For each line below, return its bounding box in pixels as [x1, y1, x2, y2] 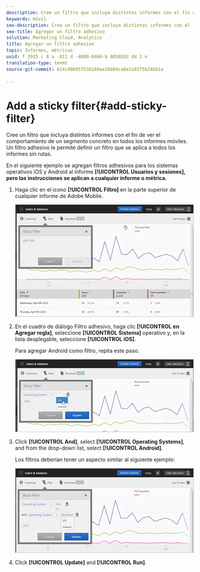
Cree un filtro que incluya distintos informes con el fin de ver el [6, 131, 161, 138]
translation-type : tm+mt [6, 60, 68, 66]
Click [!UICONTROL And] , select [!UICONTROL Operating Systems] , [14, 438, 185, 446]
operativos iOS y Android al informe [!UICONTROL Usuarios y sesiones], [6, 168, 186, 175]
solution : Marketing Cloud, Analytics [6, 35, 102, 41]
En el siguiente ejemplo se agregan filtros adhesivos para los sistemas [6, 162, 179, 169]
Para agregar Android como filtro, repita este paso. [14, 347, 140, 354]
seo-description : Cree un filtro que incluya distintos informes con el [6, 22, 190, 28]
